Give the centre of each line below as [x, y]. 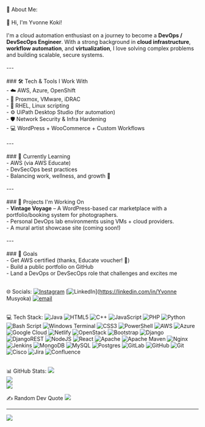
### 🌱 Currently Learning [38, 156]
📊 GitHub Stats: [27, 371]
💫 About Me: [22, 9]
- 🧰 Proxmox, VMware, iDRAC [43, 99]
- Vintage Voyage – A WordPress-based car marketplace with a [87, 208]
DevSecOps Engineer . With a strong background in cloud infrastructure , [99, 42]
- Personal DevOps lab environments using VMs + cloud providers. [90, 221]
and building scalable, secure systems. [55, 55]
